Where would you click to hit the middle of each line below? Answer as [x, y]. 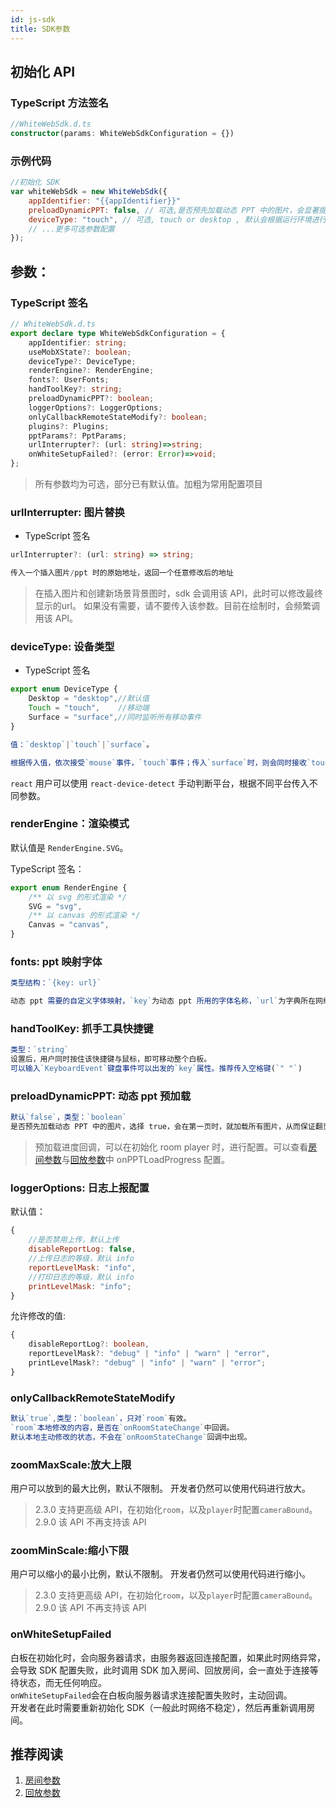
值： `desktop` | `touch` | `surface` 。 [82, 744]
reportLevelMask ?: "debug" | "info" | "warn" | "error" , [149, 1354]
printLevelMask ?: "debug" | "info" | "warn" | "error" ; [147, 1363]
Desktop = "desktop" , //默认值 [89, 699]
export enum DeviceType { [64, 689]
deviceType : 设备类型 [62, 647]
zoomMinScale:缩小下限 [69, 1550]
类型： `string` [39, 1050]
